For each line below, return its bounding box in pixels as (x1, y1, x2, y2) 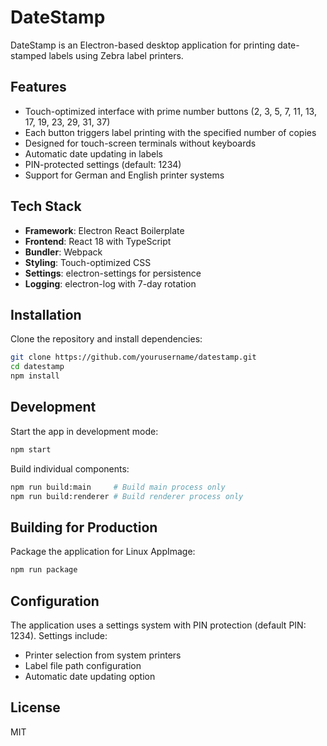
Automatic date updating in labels (24, 147, 163, 160)
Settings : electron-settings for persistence (24, 267, 202, 279)
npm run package (10, 565, 78, 575)
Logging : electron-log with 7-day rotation (24, 277, 197, 290)
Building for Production (10, 519, 158, 536)
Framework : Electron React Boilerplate (24, 224, 185, 236)
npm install (10, 371, 60, 381)
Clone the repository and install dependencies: (10, 333, 203, 345)
